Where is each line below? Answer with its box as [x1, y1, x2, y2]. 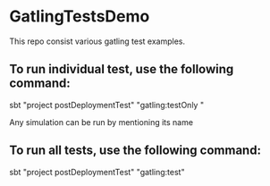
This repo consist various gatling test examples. [9, 36, 186, 46]
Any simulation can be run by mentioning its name [9, 116, 194, 127]
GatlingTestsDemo [9, 6, 150, 27]
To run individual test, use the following [9, 62, 234, 77]
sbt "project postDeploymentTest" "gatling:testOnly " [9, 99, 204, 110]
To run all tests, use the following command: [9, 143, 262, 158]
